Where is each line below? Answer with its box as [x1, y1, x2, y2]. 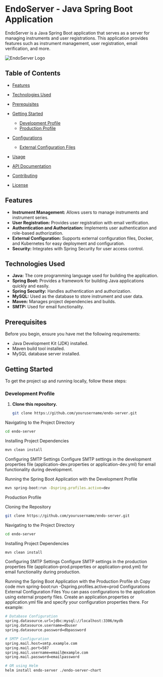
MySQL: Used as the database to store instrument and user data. [12, 293, 143, 299]
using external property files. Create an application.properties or [5, 594, 135, 600]
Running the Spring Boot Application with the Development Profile [5, 476, 138, 482]
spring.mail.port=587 [5, 645, 49, 651]
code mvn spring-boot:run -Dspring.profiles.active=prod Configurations [5, 584, 150, 590]
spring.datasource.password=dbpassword [5, 628, 86, 633]
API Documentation [12, 163, 51, 169]
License [12, 182, 28, 188]
